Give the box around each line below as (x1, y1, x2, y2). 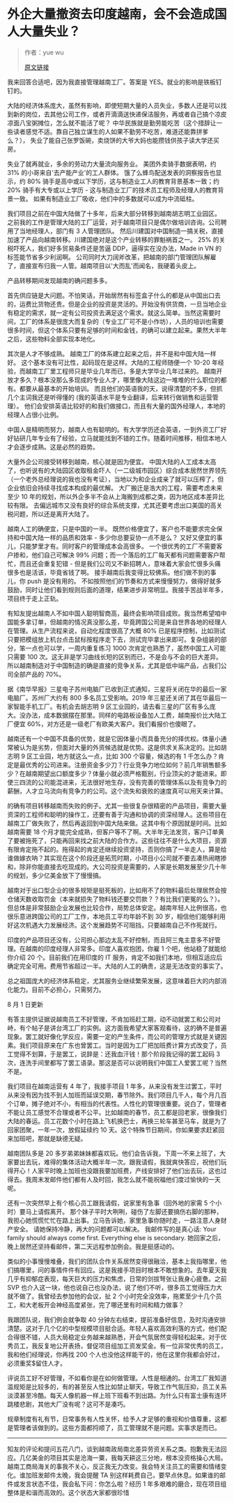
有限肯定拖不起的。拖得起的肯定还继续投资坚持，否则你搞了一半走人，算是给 (7, 845, 227, 854)
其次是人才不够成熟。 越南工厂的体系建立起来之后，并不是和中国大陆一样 (7, 349, 217, 357)
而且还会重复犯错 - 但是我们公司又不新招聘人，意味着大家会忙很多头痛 (19, 559, 221, 568)
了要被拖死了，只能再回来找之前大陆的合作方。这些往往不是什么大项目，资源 (7, 836, 227, 845)
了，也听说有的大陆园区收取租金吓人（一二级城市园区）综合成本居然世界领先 (7, 466, 227, 475)
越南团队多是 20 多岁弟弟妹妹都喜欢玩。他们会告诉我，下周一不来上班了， (7, 1149, 220, 1157)
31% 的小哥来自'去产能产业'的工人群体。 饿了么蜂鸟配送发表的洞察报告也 (7, 168, 216, 176)
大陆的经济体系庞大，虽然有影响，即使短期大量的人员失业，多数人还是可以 (7, 101, 221, 109)
